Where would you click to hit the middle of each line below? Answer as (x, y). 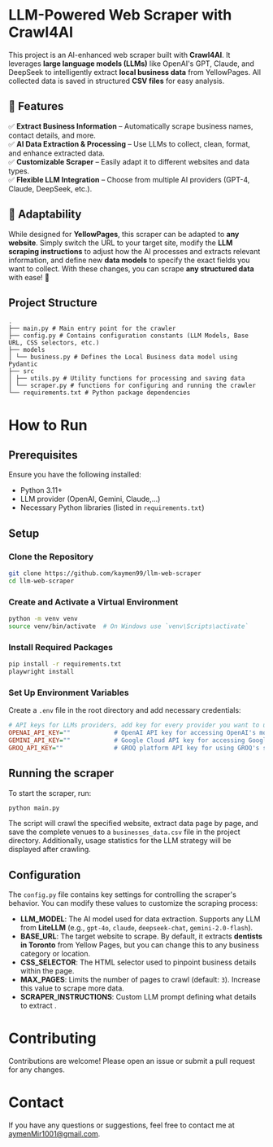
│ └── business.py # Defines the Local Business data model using (123, 357)
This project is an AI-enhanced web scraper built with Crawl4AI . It (119, 55)
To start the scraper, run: (50, 793)
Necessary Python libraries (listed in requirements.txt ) (112, 508)
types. (19, 171)
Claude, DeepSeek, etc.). (50, 188)
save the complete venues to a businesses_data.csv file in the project (125, 832)
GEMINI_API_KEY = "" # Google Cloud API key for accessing (127, 740)
